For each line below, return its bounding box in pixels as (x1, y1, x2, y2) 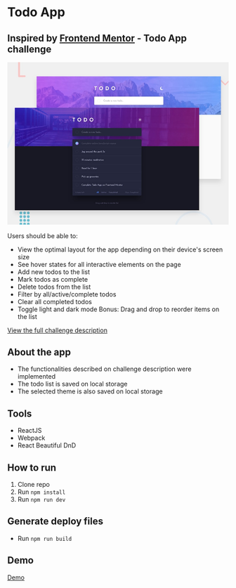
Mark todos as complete (17, 275, 88, 283)
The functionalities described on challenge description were (17, 365, 192, 373)
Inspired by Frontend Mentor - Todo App (7, 32, 188, 44)
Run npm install (17, 488, 66, 496)
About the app (7, 346, 72, 358)
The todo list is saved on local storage (17, 380, 128, 388)
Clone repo (17, 481, 51, 489)
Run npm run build (17, 534, 72, 542)
